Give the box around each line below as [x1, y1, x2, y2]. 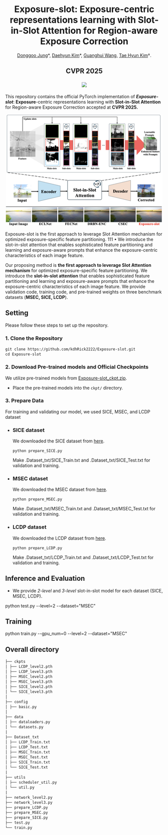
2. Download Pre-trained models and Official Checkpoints [5, 363, 149, 370]
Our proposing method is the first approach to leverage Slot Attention [5, 262, 151, 268]
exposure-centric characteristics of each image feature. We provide [5, 283, 145, 290]
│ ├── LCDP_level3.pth [5, 669, 53, 674]
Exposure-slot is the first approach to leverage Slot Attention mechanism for [5, 231, 162, 237]
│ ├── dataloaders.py [5, 720, 51, 725]
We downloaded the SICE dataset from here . [12, 438, 105, 444]
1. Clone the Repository [5, 335, 63, 342]
